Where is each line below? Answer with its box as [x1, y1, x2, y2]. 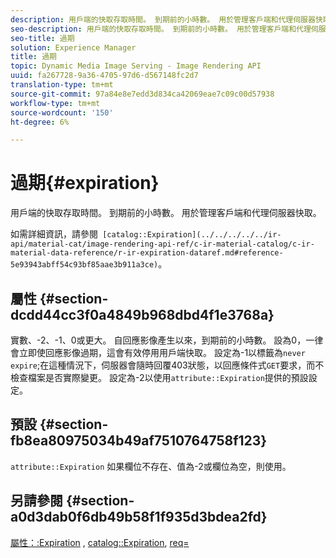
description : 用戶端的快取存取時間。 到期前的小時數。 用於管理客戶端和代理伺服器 [10, 14, 316, 25]
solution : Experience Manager [10, 42, 137, 53]
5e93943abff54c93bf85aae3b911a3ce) [10, 260, 159, 270]
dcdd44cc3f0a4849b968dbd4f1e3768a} [10, 306, 275, 323]
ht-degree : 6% [10, 117, 70, 127]
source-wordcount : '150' [10, 107, 114, 118]
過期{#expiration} [10, 172, 160, 195]
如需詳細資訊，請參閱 [10, 228, 98, 240]
